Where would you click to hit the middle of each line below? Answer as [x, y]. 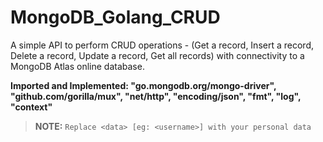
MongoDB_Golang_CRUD [115, 17]
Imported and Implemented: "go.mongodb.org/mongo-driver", [143, 85]
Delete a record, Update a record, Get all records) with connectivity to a [157, 55]
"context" [31, 107]
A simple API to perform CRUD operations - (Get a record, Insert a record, [162, 45]
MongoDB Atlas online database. [77, 66]
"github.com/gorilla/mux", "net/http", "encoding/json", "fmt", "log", [156, 96]
